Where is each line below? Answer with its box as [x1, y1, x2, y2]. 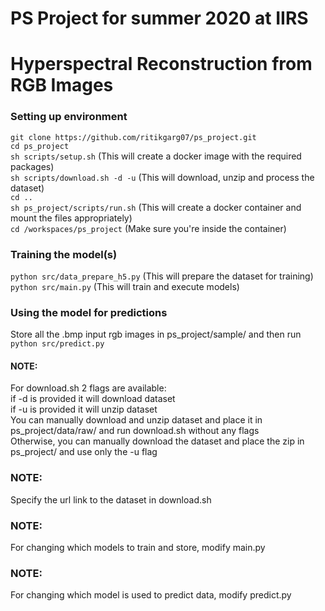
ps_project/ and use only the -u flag [10, 446, 158, 458]
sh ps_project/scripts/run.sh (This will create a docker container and [10, 201, 302, 213]
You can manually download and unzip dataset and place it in [10, 414, 263, 426]
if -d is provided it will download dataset [10, 393, 176, 405]
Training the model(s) [10, 247, 118, 261]
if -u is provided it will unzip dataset [10, 403, 158, 416]
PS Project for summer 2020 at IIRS [10, 7, 309, 30]
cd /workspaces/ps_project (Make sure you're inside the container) [10, 222, 287, 234]
